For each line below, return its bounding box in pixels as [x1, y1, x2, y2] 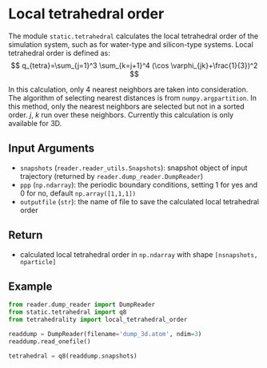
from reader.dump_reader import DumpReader [8, 301, 156, 309]
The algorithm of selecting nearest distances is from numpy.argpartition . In [8, 93, 257, 102]
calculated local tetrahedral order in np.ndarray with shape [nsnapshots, [19, 249, 258, 259]
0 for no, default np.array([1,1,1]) [19, 188, 137, 198]
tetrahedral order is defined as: [8, 48, 110, 57]
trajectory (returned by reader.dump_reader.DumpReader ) [19, 171, 204, 180]
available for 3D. [8, 118, 62, 128]
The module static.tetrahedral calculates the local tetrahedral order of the [8, 31, 258, 41]
